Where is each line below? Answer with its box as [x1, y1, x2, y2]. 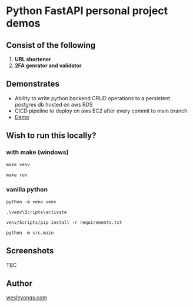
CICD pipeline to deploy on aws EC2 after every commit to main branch [14, 107, 188, 114]
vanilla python [6, 186, 48, 194]
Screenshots [6, 246, 54, 256]
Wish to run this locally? [6, 131, 96, 141]
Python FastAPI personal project [6, 4, 168, 18]
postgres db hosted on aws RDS [14, 101, 93, 108]
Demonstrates [6, 79, 60, 89]
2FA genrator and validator [14, 62, 82, 69]
